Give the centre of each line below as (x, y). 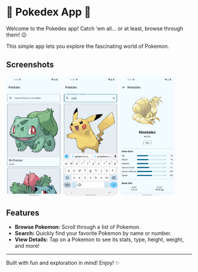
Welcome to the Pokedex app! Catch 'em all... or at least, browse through (95, 28)
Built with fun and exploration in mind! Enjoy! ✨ (63, 263)
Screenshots (30, 65)
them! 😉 (16, 34)
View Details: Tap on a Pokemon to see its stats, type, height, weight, (99, 239)
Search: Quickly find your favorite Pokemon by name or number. (93, 233)
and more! (27, 245)
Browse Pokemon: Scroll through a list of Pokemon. (77, 226)
